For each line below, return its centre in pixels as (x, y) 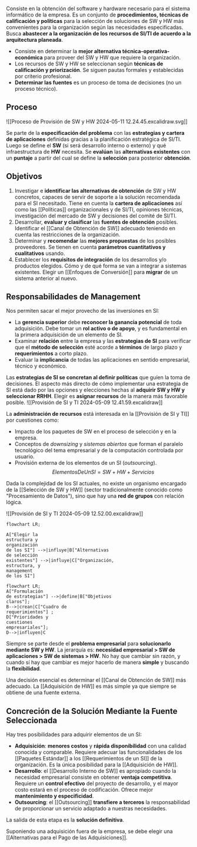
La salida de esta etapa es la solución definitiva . (65, 820)
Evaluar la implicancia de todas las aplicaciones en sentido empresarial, (102, 360)
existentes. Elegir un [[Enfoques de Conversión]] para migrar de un (96, 272)
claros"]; (18, 602)
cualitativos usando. (40, 253)
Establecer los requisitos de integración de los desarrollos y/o (90, 259)
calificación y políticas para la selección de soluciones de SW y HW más (95, 21)
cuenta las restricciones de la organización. (67, 234)
